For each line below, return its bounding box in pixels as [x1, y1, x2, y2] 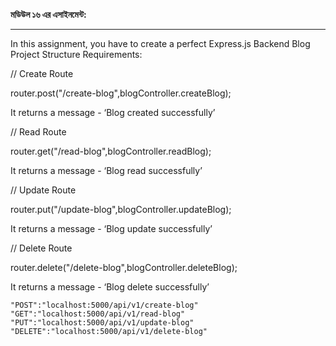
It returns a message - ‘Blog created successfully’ [10, 107, 216, 118]
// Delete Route [10, 242, 73, 254]
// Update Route [10, 184, 77, 196]
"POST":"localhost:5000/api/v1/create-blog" [10, 300, 199, 310]
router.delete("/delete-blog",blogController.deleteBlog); [10, 262, 238, 273]
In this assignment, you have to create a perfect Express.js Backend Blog [10, 38, 311, 49]
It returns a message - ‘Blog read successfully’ [10, 165, 203, 176]
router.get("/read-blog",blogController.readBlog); [10, 145, 212, 157]
